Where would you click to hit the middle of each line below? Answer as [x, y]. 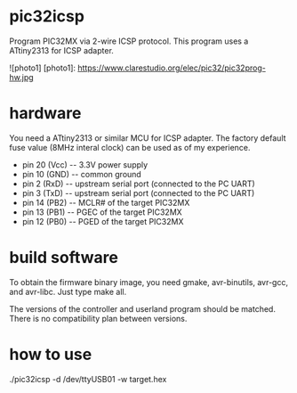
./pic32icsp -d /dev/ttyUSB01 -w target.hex [88, 379]
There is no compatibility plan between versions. [98, 318]
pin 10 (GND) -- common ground [82, 174]
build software [64, 258]
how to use [51, 355]
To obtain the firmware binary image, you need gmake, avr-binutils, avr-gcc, [149, 282]
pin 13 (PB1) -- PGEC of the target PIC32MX [102, 212]
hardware [45, 114]
